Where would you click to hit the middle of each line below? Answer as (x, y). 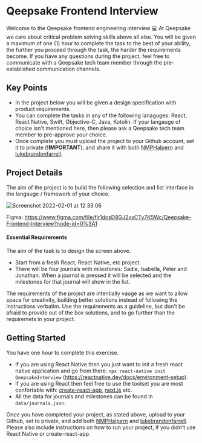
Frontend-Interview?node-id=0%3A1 (52, 223)
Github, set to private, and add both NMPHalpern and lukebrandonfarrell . (97, 421)
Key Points (27, 88)
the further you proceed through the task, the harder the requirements (94, 49)
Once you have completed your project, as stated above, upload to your (96, 414)
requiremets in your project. (41, 319)
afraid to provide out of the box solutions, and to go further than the (91, 313)
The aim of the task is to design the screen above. (69, 250)
